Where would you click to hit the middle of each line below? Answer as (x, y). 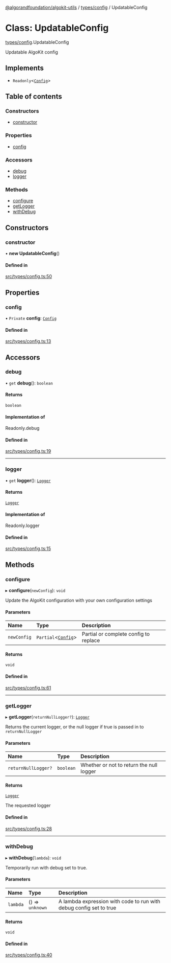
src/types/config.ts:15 (28, 548)
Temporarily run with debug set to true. (46, 867)
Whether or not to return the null (119, 765)
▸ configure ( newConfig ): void (35, 590)
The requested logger (28, 806)
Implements (25, 68)
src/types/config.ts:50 (29, 277)
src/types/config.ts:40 (29, 955)
